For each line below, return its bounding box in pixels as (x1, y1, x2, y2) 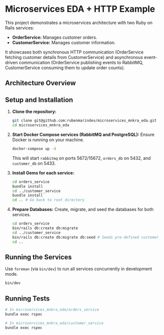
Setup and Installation (5, 96, 73, 104)
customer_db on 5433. (12, 160, 56, 166)
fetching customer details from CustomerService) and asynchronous (5, 54, 143, 60)
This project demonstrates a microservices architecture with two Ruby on (5, 20, 153, 26)
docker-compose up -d (12, 146, 56, 151)
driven (5, 59, 18, 65)
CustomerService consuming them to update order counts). (5, 65, 125, 71)
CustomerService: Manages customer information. (12, 39, 116, 45)
